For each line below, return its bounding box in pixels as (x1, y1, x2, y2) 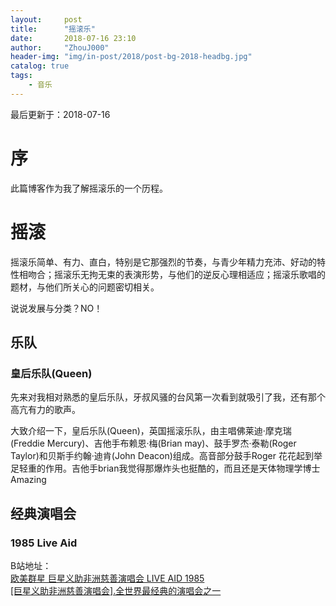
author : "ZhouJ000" (10, 42, 110, 53)
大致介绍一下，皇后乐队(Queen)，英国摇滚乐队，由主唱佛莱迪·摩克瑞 (10, 425, 292, 437)
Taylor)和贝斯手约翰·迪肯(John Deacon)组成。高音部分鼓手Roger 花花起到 (10, 450, 314, 462)
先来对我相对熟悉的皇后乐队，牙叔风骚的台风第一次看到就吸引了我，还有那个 (10, 391, 326, 403)
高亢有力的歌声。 (10, 404, 81, 416)
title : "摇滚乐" (10, 24, 96, 34)
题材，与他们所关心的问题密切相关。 (10, 281, 160, 293)
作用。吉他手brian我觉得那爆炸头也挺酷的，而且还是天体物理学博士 (44, 462, 321, 475)
